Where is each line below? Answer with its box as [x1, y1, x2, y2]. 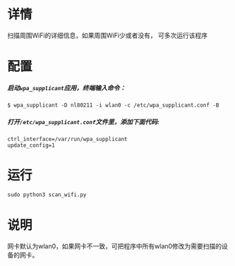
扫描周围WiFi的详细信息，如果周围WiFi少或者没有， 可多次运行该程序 [7, 31, 208, 40]
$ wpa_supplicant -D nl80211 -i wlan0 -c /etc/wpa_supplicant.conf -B [7, 102, 219, 109]
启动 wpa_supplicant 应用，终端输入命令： [7, 83, 126, 92]
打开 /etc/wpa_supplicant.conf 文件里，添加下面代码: [7, 117, 160, 126]
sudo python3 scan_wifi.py [7, 191, 87, 198]
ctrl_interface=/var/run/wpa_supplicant [7, 135, 128, 143]
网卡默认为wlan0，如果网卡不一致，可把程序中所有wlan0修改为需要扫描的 [7, 241, 222, 250]
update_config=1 [7, 142, 55, 149]
